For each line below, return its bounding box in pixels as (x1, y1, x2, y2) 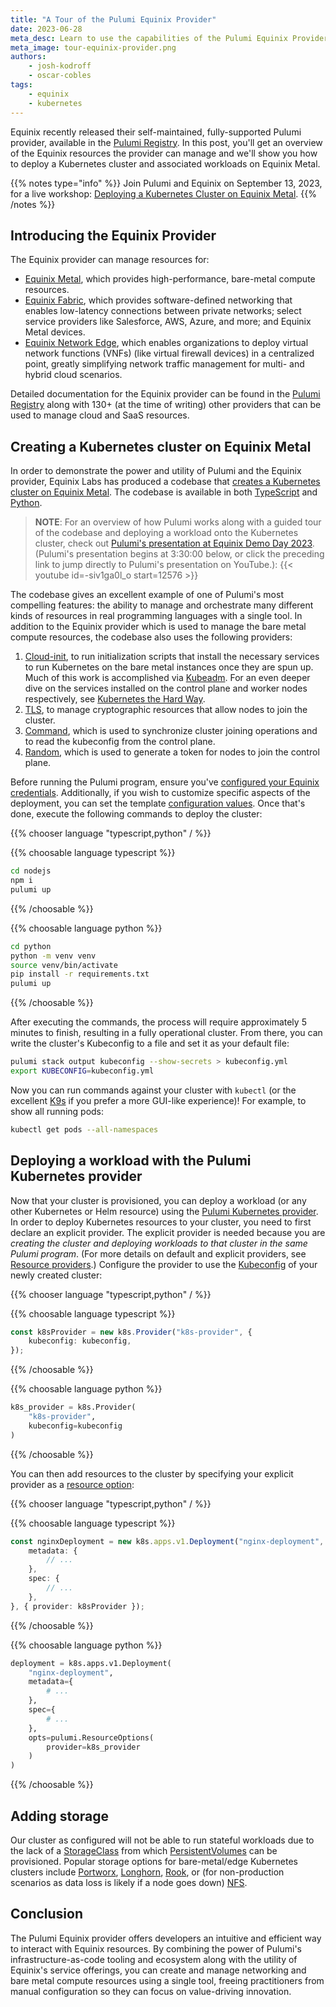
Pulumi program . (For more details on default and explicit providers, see (10, 1247, 307, 1260)
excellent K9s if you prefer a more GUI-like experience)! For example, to (10, 1094, 307, 1106)
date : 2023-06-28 (10, 24, 83, 34)
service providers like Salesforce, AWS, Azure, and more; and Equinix (24, 316, 312, 328)
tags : (10, 80, 33, 90)
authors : (10, 52, 47, 62)
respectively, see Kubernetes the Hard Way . (24, 693, 206, 705)
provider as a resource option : (10, 1478, 135, 1490)
